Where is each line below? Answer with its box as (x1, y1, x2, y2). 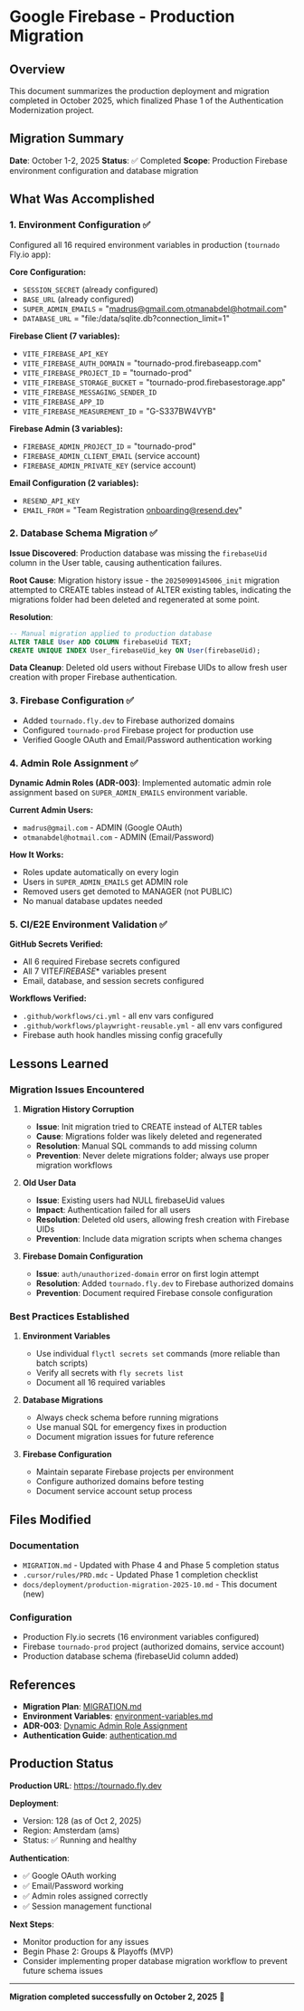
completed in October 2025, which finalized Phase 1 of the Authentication (9, 95, 284, 106)
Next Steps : (9, 1919, 54, 1930)
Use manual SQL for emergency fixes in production (35, 1422, 227, 1433)
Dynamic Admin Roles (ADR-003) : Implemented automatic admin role (9, 777, 271, 788)
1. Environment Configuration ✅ (9, 219, 151, 232)
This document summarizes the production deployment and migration (9, 86, 270, 96)
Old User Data (22, 1177, 77, 1187)
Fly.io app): (9, 249, 52, 260)
